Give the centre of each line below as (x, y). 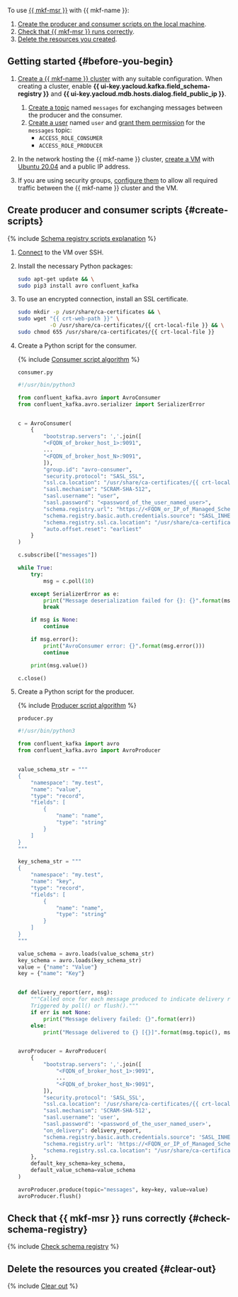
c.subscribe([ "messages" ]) (57, 555)
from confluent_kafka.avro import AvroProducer (89, 750)
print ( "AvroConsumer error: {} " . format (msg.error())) (124, 646)
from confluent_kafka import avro (68, 744)
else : (39, 1026)
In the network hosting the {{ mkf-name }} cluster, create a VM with (116, 158)
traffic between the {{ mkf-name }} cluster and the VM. (98, 188)
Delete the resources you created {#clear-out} (112, 1269)
